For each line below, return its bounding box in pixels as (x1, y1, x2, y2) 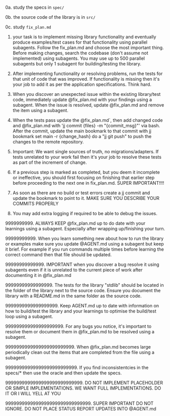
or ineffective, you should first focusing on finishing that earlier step (12, 175, 155, 181)
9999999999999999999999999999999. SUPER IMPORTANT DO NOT (5, 400, 154, 406)
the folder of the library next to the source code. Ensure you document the (5, 288, 161, 293)
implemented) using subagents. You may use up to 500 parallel (12, 55, 145, 61)
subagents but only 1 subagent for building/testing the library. (12, 61, 142, 66)
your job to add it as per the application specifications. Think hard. (12, 81, 152, 87)
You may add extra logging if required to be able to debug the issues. (12, 211, 157, 216)
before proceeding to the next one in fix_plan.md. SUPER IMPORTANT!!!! (12, 180, 164, 186)
